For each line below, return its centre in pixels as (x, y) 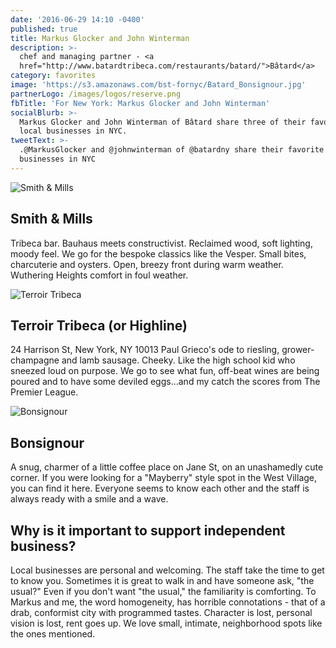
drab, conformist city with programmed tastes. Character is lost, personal (161, 612)
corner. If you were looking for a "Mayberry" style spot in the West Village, (164, 478)
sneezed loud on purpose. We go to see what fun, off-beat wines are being (165, 371)
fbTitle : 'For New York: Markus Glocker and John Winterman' (140, 103)
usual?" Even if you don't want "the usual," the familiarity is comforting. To (163, 591)
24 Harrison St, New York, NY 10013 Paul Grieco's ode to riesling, (145, 350)
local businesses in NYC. (73, 131)
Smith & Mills (51, 219)
